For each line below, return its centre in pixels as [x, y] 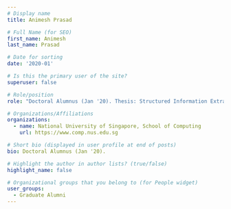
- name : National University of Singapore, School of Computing [107, 126]
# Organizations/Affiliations [51, 114]
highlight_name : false [40, 170]
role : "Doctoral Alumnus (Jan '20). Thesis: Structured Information [107, 101]
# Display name [29, 13]
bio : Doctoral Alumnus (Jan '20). [57, 151]
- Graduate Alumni [40, 195]
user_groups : [26, 189]
